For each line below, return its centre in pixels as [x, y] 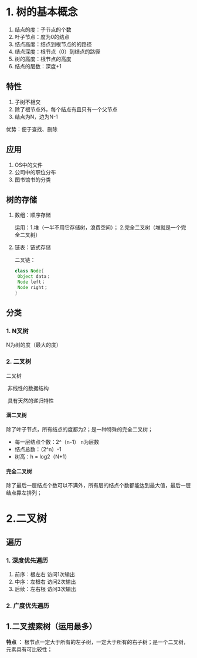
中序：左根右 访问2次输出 [45, 582]
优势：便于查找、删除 [32, 129]
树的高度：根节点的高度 [43, 59]
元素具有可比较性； [29, 649]
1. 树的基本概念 [42, 12]
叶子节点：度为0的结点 [42, 36]
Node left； [31, 282]
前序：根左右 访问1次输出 [45, 574]
